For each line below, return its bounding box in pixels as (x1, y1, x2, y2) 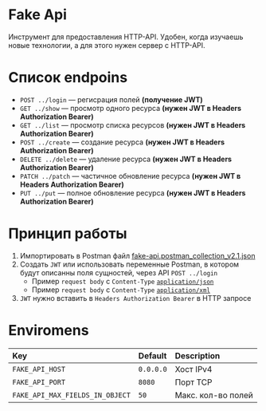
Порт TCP (174, 377, 213, 388)
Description (174, 350, 221, 361)
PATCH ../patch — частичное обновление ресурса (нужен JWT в (19, 171, 241, 180)
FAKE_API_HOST (12, 365, 66, 373)
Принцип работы (8, 225, 127, 243)
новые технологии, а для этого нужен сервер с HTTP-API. (8, 40, 205, 49)
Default (138, 350, 167, 361)
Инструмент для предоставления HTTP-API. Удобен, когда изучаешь (8, 32, 244, 41)
